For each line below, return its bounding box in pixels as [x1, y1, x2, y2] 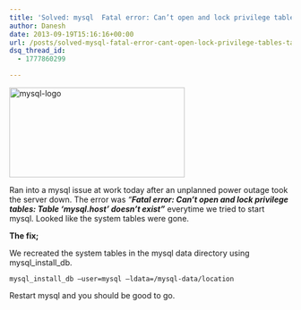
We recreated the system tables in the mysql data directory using [9, 247, 250, 258]
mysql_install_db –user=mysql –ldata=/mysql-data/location [9, 274, 235, 283]
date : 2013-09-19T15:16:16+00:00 [9, 29, 134, 38]
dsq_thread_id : [9, 46, 66, 55]
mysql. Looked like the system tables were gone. [9, 214, 190, 223]
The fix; [9, 230, 39, 241]
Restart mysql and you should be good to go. [9, 290, 176, 300]
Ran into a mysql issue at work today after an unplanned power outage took [9, 185, 288, 195]
